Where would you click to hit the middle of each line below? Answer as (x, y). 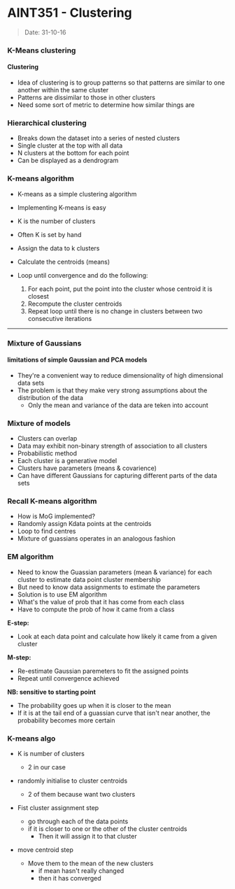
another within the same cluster (63, 90)
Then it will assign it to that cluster (88, 836)
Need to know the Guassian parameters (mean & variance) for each (114, 572)
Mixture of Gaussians (44, 343)
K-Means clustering (42, 50)
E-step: (18, 623)
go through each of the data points (78, 821)
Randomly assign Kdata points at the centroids (84, 524)
